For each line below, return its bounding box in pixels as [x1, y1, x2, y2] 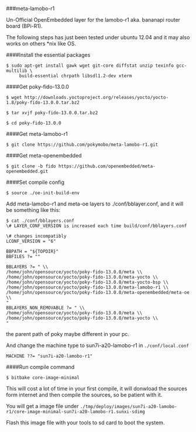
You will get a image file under [6, 403, 79, 409]
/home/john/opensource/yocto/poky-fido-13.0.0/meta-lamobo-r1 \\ [6, 284, 169, 290]
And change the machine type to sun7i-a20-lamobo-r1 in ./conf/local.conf [6, 342, 189, 349]
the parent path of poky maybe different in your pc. [6, 331, 130, 337]
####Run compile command [6, 364, 75, 371]
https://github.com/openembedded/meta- [58, 163, 156, 169]
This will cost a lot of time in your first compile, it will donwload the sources [6, 385, 187, 392]
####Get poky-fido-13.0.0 [6, 83, 69, 90]
